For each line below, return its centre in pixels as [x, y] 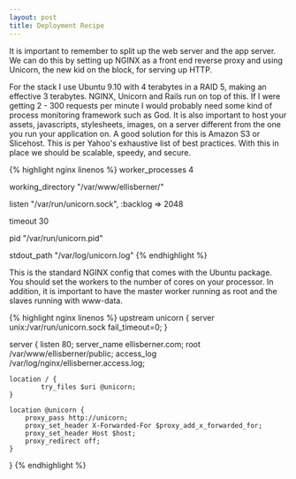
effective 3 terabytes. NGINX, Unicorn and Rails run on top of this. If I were [145, 96]
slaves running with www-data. [66, 300]
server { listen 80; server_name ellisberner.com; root [105, 344]
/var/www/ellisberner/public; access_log [83, 354]
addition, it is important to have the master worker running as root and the [144, 291]
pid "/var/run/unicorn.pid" [56, 238]
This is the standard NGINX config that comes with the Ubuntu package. [140, 272]
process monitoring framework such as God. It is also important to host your [148, 115]
